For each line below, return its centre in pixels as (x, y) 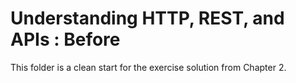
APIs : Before (65, 39)
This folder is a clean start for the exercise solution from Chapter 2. (148, 67)
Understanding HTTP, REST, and (147, 18)
